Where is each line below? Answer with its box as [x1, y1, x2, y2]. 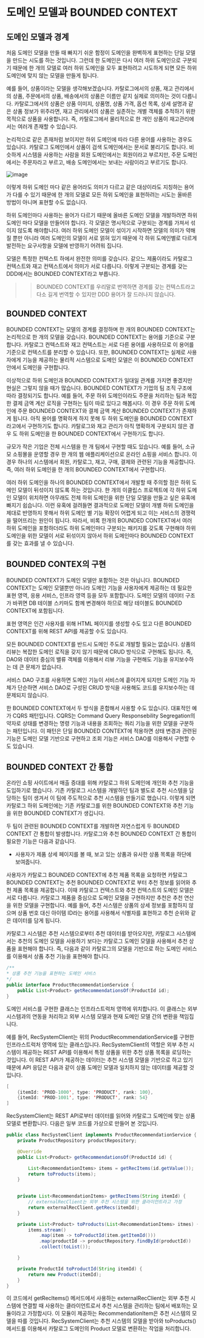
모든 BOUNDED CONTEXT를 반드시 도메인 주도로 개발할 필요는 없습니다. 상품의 [6, 640, 195, 647]
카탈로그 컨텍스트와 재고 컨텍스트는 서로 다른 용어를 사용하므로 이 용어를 [24, 340, 194, 348]
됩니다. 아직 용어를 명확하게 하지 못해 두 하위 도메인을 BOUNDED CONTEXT [12, 415, 194, 422]
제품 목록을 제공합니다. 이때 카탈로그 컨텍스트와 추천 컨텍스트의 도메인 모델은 [12, 887, 194, 894]
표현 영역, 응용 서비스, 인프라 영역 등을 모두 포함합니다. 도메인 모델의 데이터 [6, 591, 184, 599]
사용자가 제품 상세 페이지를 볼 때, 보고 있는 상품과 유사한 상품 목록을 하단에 [15, 851, 192, 858]
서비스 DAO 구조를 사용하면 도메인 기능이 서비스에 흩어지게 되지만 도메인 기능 [6, 676, 189, 683]
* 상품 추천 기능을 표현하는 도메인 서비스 [6, 971, 97, 977]
